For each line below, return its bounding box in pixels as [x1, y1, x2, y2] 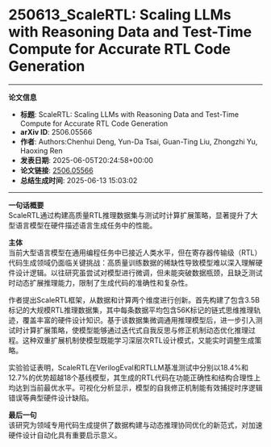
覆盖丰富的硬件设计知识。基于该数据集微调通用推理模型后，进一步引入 [22, 315, 256, 324]
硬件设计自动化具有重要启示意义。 [8, 430, 122, 440]
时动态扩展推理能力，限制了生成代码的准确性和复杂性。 [8, 278, 192, 287]
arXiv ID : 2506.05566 [19, 127, 93, 136]
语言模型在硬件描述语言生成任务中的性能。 [15, 220, 157, 230]
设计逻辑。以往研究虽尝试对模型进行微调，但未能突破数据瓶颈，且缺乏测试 [15, 268, 263, 278]
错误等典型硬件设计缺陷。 [8, 393, 94, 403]
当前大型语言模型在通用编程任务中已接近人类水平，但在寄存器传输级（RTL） [8, 248, 262, 257]
